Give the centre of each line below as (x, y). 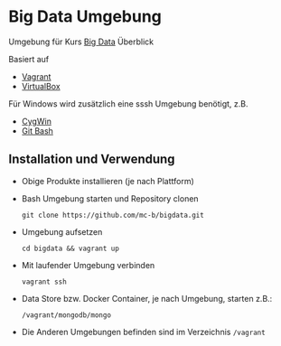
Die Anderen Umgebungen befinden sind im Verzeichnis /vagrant (143, 332)
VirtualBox (41, 86)
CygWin (36, 121)
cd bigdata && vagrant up (70, 248)
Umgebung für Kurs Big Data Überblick (81, 42)
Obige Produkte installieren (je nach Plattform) (108, 181)
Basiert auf (29, 59)
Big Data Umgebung (85, 17)
